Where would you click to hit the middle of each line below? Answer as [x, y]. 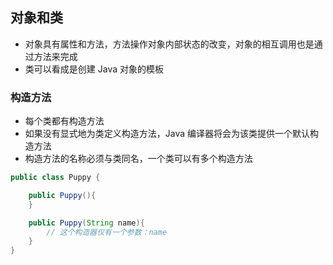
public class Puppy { [55, 178]
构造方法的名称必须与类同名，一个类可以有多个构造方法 [138, 159]
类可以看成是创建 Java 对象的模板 [94, 69]
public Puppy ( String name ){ [86, 223]
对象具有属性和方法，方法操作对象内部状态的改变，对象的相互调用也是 [169, 44]
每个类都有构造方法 [64, 121]
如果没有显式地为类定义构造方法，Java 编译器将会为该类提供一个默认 [167, 134]
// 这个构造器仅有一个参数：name [107, 232]
